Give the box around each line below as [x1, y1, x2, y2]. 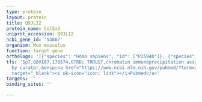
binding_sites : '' [6, 82, 52, 88]
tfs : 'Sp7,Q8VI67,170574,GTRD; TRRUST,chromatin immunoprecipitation [6, 59, 185, 65]
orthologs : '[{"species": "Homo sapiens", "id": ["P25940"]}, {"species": [6, 53, 198, 59]
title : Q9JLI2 [6, 20, 42, 26]
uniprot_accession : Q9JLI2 [6, 31, 74, 37]
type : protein [6, 8, 42, 15]
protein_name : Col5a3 [6, 25, 61, 32]
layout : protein [6, 14, 47, 20]
